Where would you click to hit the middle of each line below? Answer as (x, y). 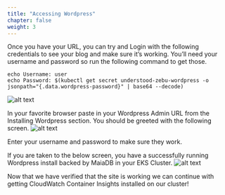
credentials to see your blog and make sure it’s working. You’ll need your (112, 54)
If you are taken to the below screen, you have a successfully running (108, 156)
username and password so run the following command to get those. (107, 62)
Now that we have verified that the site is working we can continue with (111, 177)
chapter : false (30, 20)
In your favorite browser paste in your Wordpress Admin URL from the (108, 114)
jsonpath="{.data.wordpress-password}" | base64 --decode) (96, 87)
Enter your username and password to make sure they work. (95, 142)
